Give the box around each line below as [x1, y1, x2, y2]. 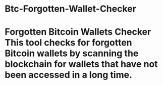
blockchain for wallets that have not [5, 59, 158, 70]
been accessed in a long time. [5, 69, 132, 81]
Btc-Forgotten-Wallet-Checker [5, 3, 137, 15]
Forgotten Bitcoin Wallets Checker [5, 26, 151, 38]
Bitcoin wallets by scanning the [5, 48, 139, 59]
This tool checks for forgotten [5, 37, 132, 49]
